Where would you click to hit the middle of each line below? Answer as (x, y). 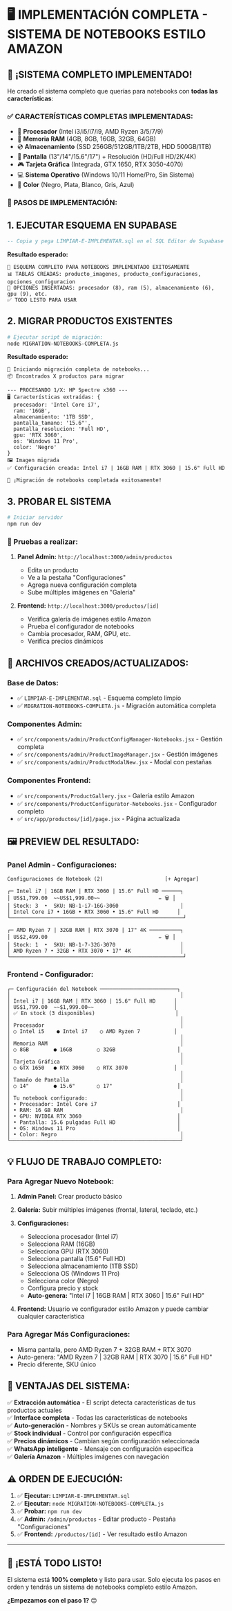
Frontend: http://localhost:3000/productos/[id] (88, 606)
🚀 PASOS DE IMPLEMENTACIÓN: (62, 203)
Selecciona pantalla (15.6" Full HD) (77, 1259)
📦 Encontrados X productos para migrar (66, 376)
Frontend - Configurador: (50, 974)
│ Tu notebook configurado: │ (96, 1098)
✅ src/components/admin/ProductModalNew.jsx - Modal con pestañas (114, 762)
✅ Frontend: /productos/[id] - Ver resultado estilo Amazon (102, 1534)
